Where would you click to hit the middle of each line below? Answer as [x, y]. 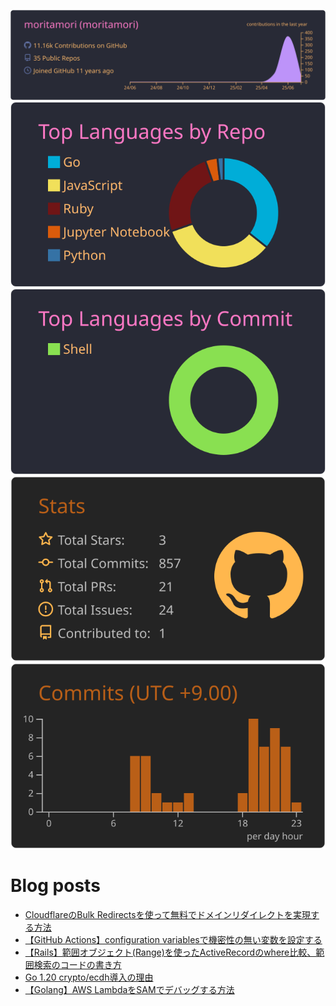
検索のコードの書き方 [77, 964]
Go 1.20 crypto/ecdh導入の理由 [89, 977]
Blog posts [55, 885]
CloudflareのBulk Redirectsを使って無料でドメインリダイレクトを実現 [168, 914]
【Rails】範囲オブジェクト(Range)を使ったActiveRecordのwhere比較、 [170, 952]
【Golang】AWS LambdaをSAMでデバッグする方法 [129, 989]
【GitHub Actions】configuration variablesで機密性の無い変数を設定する [173, 939]
